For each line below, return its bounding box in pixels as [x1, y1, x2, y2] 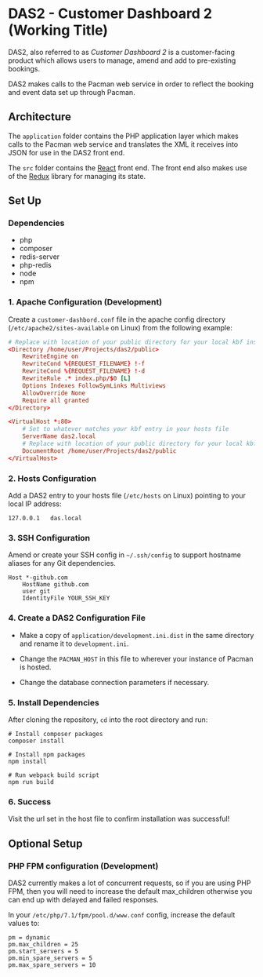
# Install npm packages [8, 750, 86, 758]
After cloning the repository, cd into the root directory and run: [8, 715, 208, 724]
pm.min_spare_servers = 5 [8, 954, 92, 962]
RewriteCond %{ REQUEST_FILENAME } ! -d [22, 367, 146, 375]
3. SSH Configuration [8, 532, 91, 543]
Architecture [8, 111, 72, 124]
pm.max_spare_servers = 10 [8, 961, 96, 969]
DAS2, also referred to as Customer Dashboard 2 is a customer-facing [8, 47, 235, 57]
